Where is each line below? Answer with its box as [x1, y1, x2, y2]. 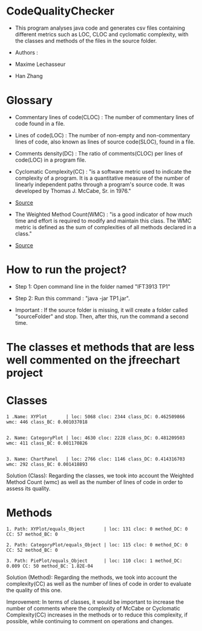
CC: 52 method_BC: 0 [6, 547, 59, 553]
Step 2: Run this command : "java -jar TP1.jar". [15, 295, 130, 302]
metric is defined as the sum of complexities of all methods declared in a [15, 223, 197, 230]
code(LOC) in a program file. [15, 156, 86, 163]
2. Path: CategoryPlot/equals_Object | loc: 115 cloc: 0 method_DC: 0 [6, 541, 188, 548]
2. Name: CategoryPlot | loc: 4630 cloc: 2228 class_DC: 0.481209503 [6, 434, 186, 441]
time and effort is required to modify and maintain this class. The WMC [15, 217, 192, 224]
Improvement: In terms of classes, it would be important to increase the [6, 598, 184, 606]
